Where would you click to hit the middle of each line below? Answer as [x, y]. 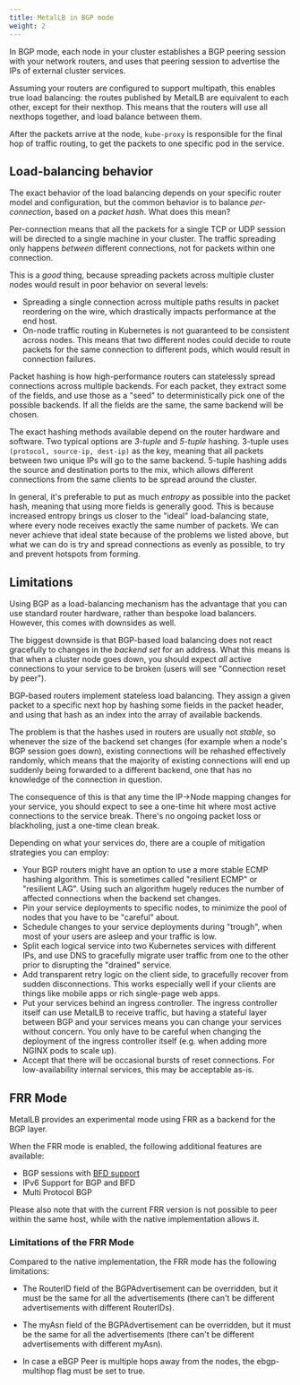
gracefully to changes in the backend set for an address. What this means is [150, 649]
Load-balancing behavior [81, 171]
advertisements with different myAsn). [93, 1344]
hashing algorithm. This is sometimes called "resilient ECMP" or [140, 880]
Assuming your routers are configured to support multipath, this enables [142, 88]
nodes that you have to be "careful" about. [101, 917]
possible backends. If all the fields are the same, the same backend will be [146, 405]
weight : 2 [28, 26]
